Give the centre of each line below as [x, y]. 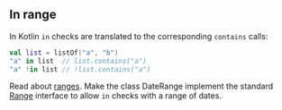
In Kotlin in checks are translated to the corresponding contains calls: [139, 36]
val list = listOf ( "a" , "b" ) [64, 53]
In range [33, 15]
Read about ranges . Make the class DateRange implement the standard [141, 86]
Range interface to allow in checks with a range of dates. [116, 96]
